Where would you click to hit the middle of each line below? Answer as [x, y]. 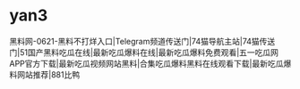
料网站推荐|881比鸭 [45, 74]
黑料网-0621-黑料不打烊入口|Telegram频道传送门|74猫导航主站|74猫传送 [142, 41]
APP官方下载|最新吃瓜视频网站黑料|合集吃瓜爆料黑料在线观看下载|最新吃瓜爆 [150, 63]
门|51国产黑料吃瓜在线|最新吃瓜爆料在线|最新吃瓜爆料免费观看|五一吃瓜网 [144, 52]
